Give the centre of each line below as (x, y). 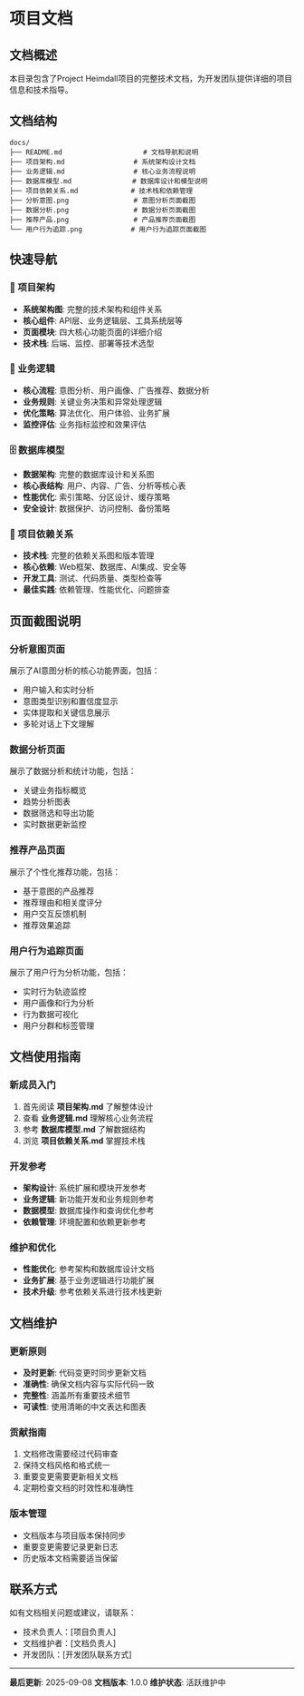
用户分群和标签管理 (58, 1025)
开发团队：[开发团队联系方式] (77, 1655)
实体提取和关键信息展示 (66, 712)
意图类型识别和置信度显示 (70, 701)
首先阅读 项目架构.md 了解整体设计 (88, 1106)
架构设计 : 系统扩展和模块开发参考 (84, 1187)
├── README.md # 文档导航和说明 (104, 152)
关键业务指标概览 (54, 790)
